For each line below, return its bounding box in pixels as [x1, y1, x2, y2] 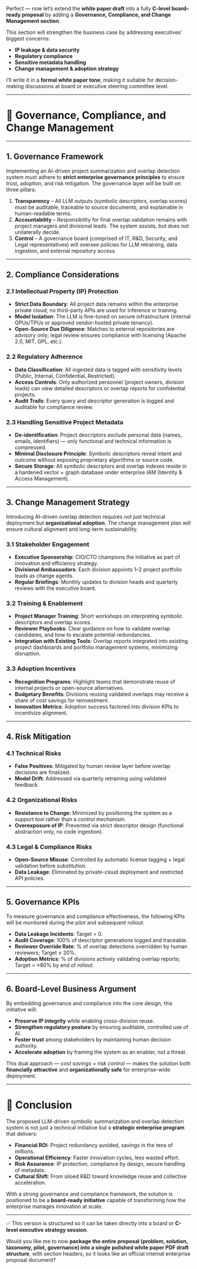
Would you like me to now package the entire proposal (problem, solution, [6, 1237, 188, 1244]
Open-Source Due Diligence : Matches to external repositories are [14, 326, 175, 333]
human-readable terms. [14, 209, 72, 216]
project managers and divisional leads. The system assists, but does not [14, 222, 189, 229]
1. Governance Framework [6, 152, 104, 162]
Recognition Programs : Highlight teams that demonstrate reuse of [14, 678, 176, 685]
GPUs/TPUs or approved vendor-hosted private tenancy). [14, 319, 154, 326]
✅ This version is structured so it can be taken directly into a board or [6, 1220, 174, 1227]
